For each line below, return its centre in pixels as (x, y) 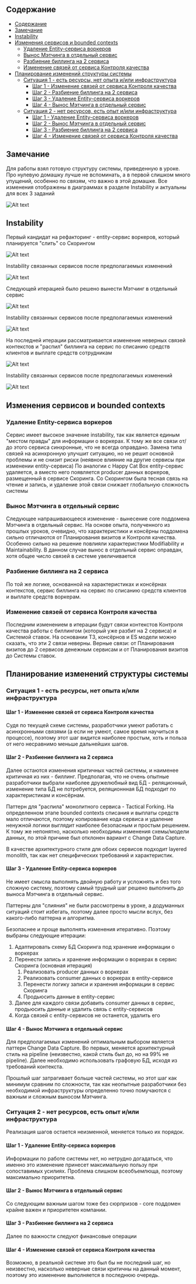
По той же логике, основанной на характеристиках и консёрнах (86, 584)
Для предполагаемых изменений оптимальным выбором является (90, 1042)
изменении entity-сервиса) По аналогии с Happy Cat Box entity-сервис (95, 466)
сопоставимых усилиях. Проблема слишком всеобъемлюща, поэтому (94, 1171)
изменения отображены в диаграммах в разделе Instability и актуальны (96, 187)
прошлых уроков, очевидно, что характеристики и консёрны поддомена (97, 531)
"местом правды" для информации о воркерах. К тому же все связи (92, 441)
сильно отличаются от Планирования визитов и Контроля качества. (91, 537)
